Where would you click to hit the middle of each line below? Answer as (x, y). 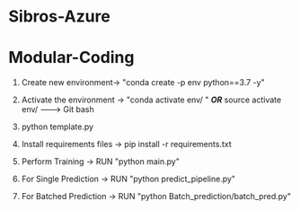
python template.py (57, 127)
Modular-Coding (71, 58)
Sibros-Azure (60, 17)
